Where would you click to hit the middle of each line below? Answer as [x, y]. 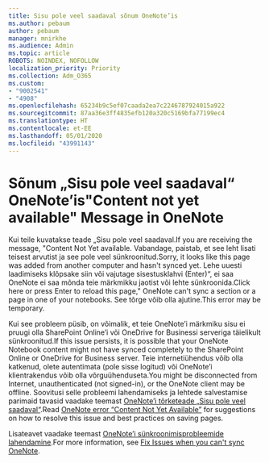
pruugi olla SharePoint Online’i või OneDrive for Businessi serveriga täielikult [135, 332]
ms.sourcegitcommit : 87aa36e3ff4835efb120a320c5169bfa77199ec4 [117, 114]
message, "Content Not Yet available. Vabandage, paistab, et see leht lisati [132, 248]
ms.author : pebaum [39, 23]
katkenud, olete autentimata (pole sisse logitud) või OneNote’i [110, 367]
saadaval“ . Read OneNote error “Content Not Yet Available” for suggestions [132, 410]
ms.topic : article [39, 53]
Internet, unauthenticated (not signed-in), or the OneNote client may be [127, 384]
